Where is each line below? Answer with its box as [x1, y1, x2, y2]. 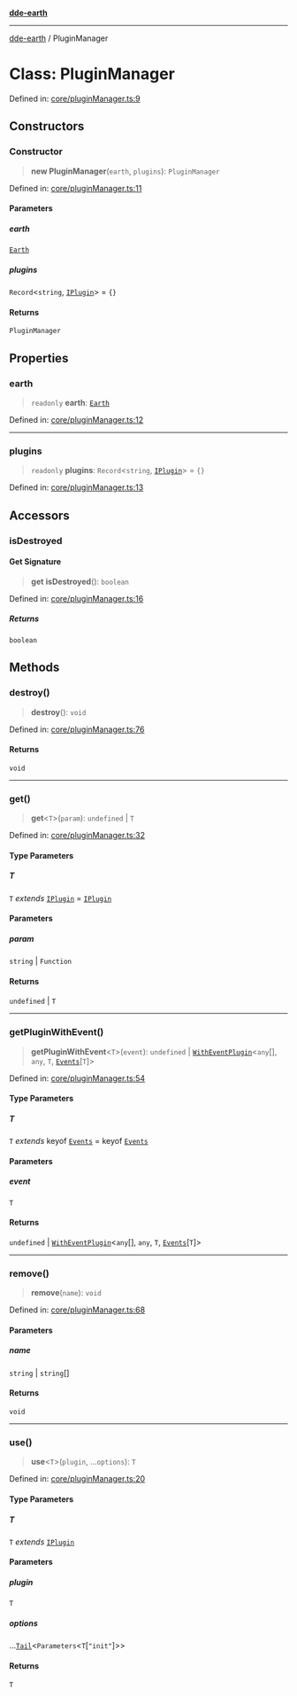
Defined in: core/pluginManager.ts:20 [9, 1474, 146, 1484]
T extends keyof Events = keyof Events [9, 1136, 148, 1147]
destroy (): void [30, 706, 87, 717]
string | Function [9, 956, 72, 967]
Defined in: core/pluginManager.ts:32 [9, 830, 146, 841]
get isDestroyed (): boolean [30, 576, 130, 587]
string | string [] [9, 1367, 70, 1378]
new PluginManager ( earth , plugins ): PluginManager [30, 166, 220, 176]
